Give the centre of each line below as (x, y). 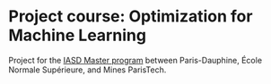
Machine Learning (78, 35)
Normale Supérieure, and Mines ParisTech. (87, 70)
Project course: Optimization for (131, 17)
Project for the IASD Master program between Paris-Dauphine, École (135, 60)
